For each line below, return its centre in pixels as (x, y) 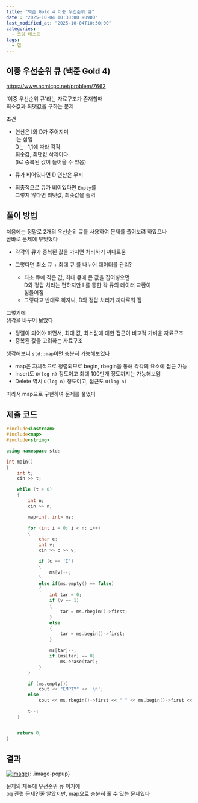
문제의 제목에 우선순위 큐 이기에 (43, 786)
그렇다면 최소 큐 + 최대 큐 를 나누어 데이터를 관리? (73, 264)
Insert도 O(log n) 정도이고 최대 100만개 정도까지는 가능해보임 (88, 373)
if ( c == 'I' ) (56, 561)
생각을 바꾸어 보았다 (29, 320)
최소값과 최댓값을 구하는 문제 (40, 106)
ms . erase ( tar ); (79, 662)
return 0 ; (29, 733)
